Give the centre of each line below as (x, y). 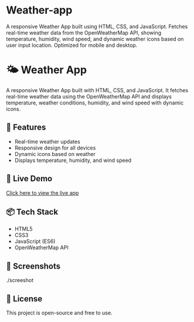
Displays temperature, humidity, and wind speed (73, 160)
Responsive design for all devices (55, 148)
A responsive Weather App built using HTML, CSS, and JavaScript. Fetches (97, 26)
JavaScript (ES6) (35, 242)
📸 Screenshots (33, 266)
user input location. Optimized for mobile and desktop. (72, 45)
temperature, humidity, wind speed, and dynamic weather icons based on (95, 39)
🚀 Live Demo (29, 179)
